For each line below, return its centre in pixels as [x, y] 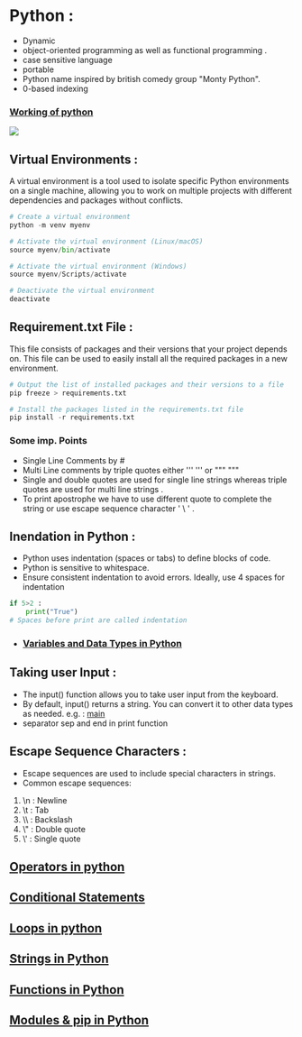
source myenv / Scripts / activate [68, 275]
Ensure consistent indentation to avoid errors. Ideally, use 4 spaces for [154, 577]
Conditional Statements [78, 898]
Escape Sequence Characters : [98, 752]
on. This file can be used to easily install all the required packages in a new [149, 358]
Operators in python [67, 867]
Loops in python [55, 928]
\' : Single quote [51, 839]
